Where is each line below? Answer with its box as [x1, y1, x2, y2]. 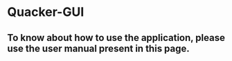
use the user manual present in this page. [7, 42, 190, 54]
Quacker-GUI [7, 4, 84, 20]
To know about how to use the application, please [7, 32, 225, 44]
